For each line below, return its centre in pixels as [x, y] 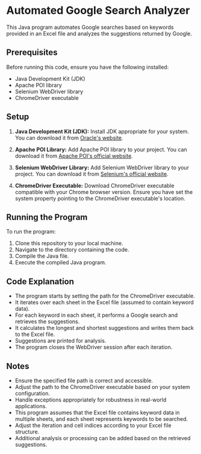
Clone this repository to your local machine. [69, 243]
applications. [31, 406]
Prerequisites [32, 53]
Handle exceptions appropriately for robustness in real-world [91, 400]
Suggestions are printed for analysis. [60, 341]
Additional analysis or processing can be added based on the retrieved [103, 438]
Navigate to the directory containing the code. [72, 250]
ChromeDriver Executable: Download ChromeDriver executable [94, 185]
